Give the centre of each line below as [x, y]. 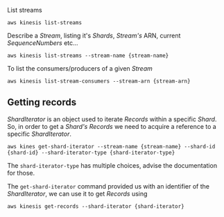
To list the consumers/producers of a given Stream [80, 68]
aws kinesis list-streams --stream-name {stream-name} [88, 55]
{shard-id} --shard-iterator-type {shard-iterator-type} [91, 153]
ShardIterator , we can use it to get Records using [77, 193]
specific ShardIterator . [39, 134]
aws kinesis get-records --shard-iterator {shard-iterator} [96, 206]
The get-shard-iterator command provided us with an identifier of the [109, 186]
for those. [21, 173]
